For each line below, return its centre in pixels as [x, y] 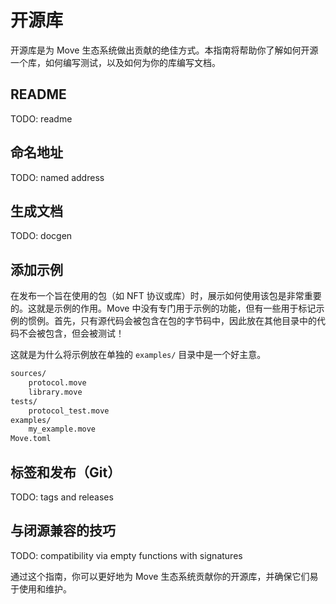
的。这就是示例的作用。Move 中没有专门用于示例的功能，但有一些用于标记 [163, 308]
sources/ [28, 374]
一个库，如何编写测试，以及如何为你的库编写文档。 [115, 62]
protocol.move [57, 383]
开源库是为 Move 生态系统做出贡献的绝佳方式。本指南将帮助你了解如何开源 [164, 50]
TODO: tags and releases [62, 497]
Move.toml [31, 439]
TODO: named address [57, 177]
